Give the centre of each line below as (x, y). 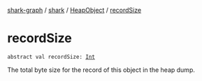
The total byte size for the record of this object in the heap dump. (101, 70)
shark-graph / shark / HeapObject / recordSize (74, 10)
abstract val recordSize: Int (51, 57)
